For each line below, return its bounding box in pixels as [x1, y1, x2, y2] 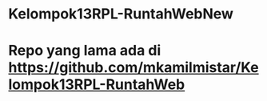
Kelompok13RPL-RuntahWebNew [8, 5, 234, 23]
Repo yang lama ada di [8, 42, 161, 60]
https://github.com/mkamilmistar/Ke [8, 59, 259, 77]
